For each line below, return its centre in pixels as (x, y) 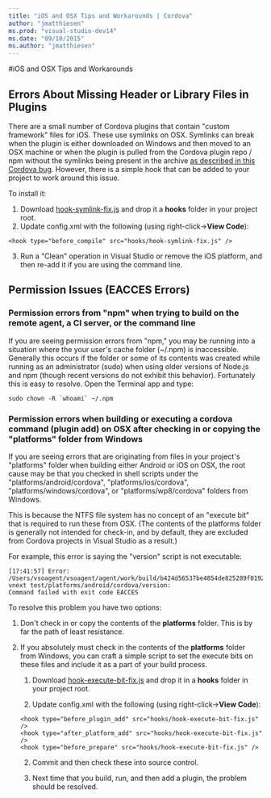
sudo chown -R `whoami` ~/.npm (61, 398)
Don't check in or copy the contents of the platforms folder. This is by (136, 623)
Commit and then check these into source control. (115, 762)
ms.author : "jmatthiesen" (52, 46)
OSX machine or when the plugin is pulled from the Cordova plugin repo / (130, 152)
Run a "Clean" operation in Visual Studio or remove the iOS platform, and (141, 256)
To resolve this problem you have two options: (85, 607)
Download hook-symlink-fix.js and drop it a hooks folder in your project (139, 209)
